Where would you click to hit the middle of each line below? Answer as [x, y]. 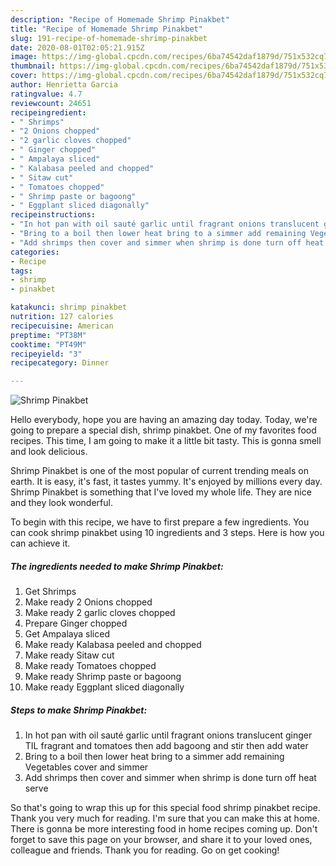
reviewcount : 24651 [51, 103]
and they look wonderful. [61, 503]
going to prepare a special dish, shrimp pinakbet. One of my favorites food [163, 430]
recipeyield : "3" [46, 354]
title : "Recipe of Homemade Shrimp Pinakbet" [106, 29]
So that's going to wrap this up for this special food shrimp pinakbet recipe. [165, 808]
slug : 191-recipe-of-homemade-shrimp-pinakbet [109, 38]
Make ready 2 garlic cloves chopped [100, 613]
